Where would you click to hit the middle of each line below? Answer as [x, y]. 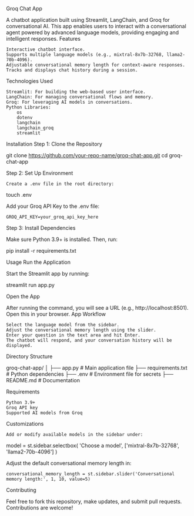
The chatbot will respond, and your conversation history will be [89, 340]
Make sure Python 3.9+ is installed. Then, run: [62, 239]
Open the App [23, 296]
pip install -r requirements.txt [41, 251]
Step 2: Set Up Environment [40, 173]
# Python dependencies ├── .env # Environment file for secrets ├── [90, 374]
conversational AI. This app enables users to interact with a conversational [96, 26]
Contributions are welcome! [40, 508]
